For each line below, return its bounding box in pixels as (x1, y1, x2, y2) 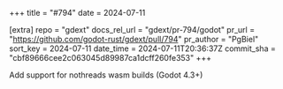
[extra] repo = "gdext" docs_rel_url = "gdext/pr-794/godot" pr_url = (9, 25, 255, 34)
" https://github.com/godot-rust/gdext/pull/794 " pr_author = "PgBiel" (9, 34, 259, 44)
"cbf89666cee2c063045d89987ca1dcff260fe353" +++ (9, 53, 212, 63)
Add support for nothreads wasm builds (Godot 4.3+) (9, 70, 203, 80)
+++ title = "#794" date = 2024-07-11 (9, 8, 146, 18)
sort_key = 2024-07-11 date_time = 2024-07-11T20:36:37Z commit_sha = (9, 43, 276, 54)
